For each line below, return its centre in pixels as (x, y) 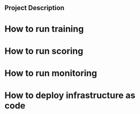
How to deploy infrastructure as (70, 95)
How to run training (44, 29)
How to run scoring (44, 51)
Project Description (35, 8)
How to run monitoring (51, 73)
